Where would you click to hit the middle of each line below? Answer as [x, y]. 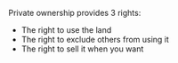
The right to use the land [66, 30]
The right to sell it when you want [82, 49]
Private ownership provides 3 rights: [75, 13]
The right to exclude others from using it [95, 39]
